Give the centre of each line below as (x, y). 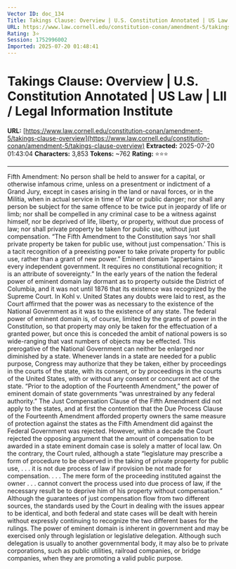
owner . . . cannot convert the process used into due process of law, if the (114, 483)
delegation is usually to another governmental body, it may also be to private (118, 543)
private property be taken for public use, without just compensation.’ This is (117, 244)
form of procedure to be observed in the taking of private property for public (118, 461)
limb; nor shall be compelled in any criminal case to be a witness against (112, 214)
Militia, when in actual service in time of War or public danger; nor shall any (116, 199)
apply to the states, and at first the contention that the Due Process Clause (115, 408)
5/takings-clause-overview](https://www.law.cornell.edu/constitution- (109, 138)
